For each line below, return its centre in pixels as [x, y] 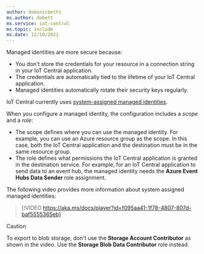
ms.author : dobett [30, 18]
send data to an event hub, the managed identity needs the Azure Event [106, 171]
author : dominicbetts [34, 12]
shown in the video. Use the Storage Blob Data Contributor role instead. [98, 245]
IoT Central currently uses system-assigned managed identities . [87, 102]
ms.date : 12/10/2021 [33, 35]
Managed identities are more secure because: [64, 52]
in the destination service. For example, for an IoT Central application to [105, 165]
